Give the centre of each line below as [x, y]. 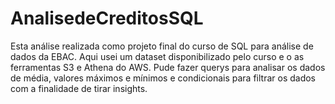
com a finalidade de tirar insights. [79, 88]
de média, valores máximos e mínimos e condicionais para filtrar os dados [163, 78]
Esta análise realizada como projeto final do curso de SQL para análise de [162, 46]
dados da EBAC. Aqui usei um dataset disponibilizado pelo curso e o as [157, 56]
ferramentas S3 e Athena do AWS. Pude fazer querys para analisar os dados [168, 67]
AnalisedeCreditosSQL [107, 18]
